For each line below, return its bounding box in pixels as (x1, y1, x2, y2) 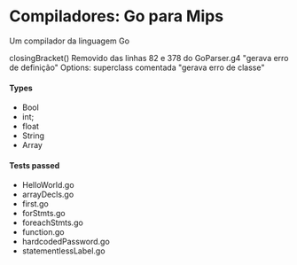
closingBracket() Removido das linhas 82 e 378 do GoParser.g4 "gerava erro (9, 52, 290, 63)
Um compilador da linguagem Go (9, 35, 130, 46)
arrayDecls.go (21, 189, 74, 200)
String (21, 130, 45, 141)
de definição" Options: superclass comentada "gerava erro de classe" (9, 62, 265, 73)
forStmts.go (21, 208, 66, 219)
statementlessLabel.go (21, 246, 106, 256)
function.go (21, 227, 65, 238)
